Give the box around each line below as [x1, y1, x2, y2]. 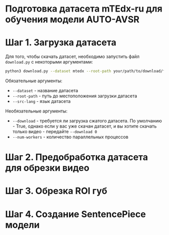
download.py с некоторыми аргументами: [5, 59, 93, 65]
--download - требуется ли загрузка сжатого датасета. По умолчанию [12, 118, 162, 124]
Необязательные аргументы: [5, 108, 68, 114]
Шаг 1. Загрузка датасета [5, 37, 117, 48]
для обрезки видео [5, 162, 90, 174]
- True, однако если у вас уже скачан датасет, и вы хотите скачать [12, 123, 157, 129]
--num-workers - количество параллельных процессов [12, 134, 129, 140]
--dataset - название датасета [12, 88, 78, 93]
